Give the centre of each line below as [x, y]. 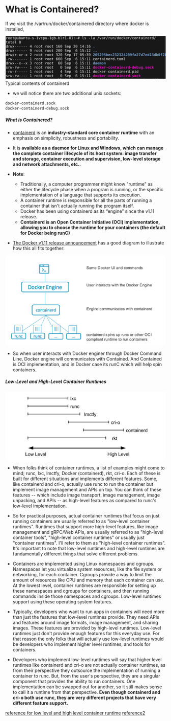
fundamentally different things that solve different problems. [76, 554]
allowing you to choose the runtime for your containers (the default [93, 228]
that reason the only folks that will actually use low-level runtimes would [88, 639]
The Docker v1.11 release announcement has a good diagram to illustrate [88, 243]
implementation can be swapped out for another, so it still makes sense [87, 687]
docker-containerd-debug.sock [37, 108]
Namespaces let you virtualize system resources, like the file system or [87, 569]
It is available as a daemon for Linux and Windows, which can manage [88, 148]
